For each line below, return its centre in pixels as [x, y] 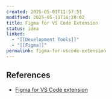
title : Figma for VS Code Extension [52, 23]
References [28, 75]
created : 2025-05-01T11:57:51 [44, 12]
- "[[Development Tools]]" [45, 40]
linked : [16, 34]
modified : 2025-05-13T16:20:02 [45, 17]
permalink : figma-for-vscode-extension [56, 51]
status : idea [23, 28]
